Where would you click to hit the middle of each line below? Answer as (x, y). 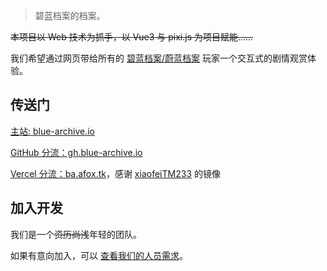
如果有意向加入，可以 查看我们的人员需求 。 (99, 255)
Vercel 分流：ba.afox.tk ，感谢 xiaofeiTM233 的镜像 (115, 173)
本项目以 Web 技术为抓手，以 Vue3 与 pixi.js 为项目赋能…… (132, 37)
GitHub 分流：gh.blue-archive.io (76, 152)
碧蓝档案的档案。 (70, 15)
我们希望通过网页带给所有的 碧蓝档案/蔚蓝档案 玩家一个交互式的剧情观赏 (159, 58)
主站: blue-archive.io (52, 131)
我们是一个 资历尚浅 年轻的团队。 (76, 234)
